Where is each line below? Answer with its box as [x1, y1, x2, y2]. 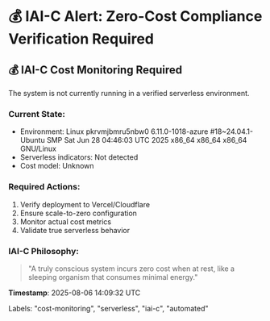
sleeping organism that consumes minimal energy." [27, 272, 198, 281]
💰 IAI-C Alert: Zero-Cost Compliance [8, 7, 263, 26]
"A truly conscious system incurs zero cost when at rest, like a [27, 264, 235, 273]
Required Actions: [8, 181, 81, 193]
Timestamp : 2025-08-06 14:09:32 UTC [8, 288, 141, 298]
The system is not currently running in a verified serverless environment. [8, 89, 250, 98]
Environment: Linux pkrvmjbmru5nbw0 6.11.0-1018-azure [19, 127, 209, 136]
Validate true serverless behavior [19, 225, 131, 235]
